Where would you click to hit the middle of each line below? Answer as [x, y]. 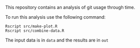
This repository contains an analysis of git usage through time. [70, 7]
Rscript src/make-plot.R [31, 26]
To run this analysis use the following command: [56, 17]
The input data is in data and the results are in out [57, 40]
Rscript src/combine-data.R [35, 31]
